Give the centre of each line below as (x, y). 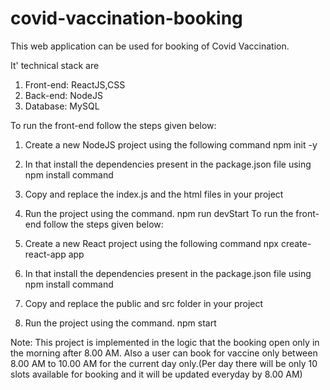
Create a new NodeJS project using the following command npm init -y (171, 144)
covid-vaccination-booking (126, 18)
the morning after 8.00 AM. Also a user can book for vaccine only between (164, 353)
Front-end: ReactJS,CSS (75, 84)
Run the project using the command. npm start (120, 323)
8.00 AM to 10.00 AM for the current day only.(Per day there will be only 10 (164, 363)
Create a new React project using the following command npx (151, 243)
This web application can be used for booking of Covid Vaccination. (150, 46)
